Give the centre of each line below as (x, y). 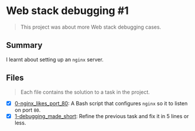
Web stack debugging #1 (67, 11)
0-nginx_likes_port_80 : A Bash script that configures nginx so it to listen (101, 103)
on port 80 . (28, 110)
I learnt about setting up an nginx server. (55, 59)
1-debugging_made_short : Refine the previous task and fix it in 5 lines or (102, 116)
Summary (24, 45)
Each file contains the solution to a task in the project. (85, 92)
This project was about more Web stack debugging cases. (91, 27)
